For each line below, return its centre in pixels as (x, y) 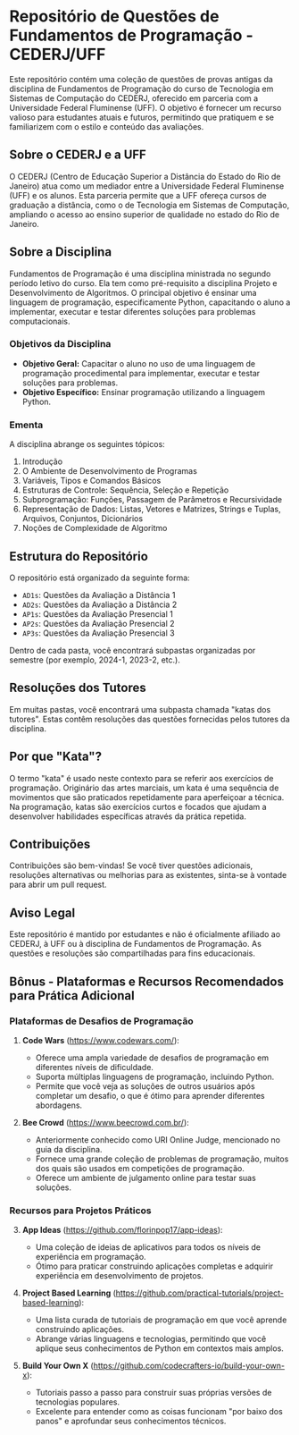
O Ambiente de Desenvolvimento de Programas (110, 471)
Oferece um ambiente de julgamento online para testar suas (145, 1178)
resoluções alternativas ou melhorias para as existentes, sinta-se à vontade (148, 875)
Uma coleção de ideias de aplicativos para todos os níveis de (148, 1247)
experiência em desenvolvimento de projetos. (119, 1276)
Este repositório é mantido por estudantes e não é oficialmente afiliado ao (145, 934)
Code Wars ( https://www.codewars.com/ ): (101, 1040)
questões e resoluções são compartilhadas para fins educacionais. (133, 953)
